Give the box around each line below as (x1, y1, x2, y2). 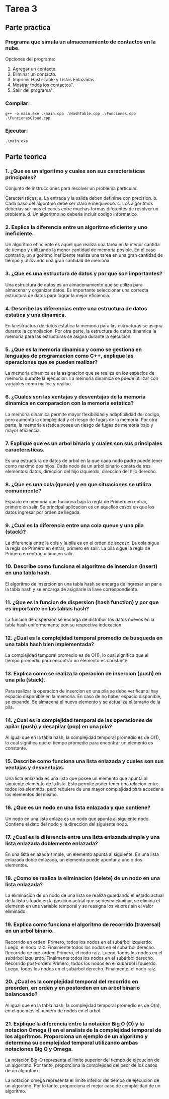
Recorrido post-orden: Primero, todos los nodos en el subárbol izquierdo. (5, 960, 157, 966)
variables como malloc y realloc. (5, 381, 72, 387)
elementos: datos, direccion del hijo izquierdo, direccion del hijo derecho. (5, 468, 157, 474)
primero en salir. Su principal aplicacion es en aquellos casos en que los (5, 504, 155, 510)
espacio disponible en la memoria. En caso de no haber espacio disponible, (5, 693, 162, 699)
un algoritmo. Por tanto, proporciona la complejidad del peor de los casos (5, 1062, 157, 1068)
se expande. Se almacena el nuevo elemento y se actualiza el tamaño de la (5, 699, 161, 705)
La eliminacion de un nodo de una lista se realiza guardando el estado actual (5, 892, 164, 898)
